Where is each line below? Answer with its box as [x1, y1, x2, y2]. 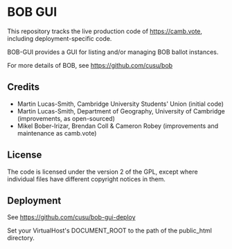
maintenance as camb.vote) [17, 129, 97, 137]
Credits [7, 81, 40, 93]
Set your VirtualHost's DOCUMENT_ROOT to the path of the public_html [7, 226, 213, 235]
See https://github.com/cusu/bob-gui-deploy [7, 213, 136, 221]
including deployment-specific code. [7, 34, 112, 42]
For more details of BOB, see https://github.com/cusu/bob [7, 61, 173, 69]
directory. [7, 234, 35, 242]
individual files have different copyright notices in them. [7, 174, 166, 183]
